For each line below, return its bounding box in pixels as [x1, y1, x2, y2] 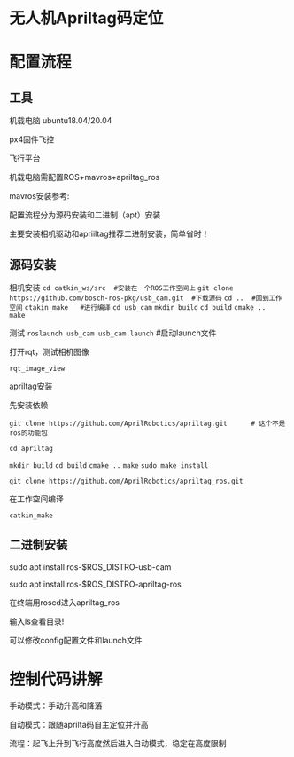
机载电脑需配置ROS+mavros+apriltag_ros [9, 172, 160, 183]
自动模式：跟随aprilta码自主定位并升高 [9, 719, 149, 729]
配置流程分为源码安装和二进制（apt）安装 [9, 209, 161, 220]
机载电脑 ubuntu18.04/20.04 [9, 115, 112, 126]
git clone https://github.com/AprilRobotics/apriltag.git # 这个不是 [9, 419, 286, 428]
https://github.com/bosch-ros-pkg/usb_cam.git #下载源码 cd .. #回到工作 [9, 294, 282, 303]
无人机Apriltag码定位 [9, 8, 164, 28]
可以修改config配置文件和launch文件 [9, 635, 143, 645]
